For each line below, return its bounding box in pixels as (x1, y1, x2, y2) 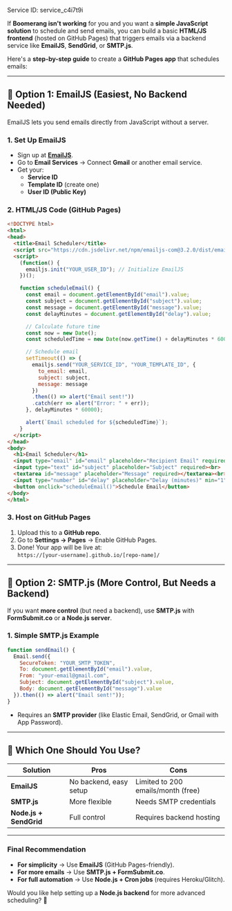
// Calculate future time (25, 323, 100, 330)
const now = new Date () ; (25, 329, 97, 337)
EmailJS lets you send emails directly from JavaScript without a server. (7, 118, 209, 126)
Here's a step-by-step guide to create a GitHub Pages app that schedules (7, 55, 220, 63)
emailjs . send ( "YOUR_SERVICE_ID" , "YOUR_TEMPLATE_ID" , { (32, 362, 196, 369)
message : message (37, 380, 88, 387)
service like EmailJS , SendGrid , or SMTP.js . (7, 42, 133, 49)
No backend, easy (69, 777, 128, 786)
